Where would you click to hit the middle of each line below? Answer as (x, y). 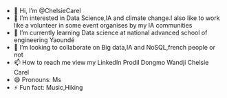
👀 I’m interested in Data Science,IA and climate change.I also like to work (117, 18)
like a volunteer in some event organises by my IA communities (103, 25)
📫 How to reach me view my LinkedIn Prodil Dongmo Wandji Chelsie (111, 62)
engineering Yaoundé (44, 40)
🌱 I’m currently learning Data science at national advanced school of (110, 32)
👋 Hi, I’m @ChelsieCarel (47, 11)
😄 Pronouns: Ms (37, 80)
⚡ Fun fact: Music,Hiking (48, 87)
